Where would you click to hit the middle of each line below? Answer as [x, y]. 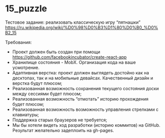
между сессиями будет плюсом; [47, 94]
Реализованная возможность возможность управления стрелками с [85, 109]
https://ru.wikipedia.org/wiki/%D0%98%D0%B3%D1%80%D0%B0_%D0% [82, 27]
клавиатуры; [26, 114]
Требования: [19, 42]
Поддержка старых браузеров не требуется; [60, 120]
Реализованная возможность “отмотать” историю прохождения [80, 99]
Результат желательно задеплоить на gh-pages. [63, 130]
